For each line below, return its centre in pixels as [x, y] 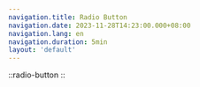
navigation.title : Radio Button [68, 17]
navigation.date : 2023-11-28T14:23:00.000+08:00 [100, 25]
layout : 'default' [42, 50]
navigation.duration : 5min [58, 42]
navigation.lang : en [46, 33]
